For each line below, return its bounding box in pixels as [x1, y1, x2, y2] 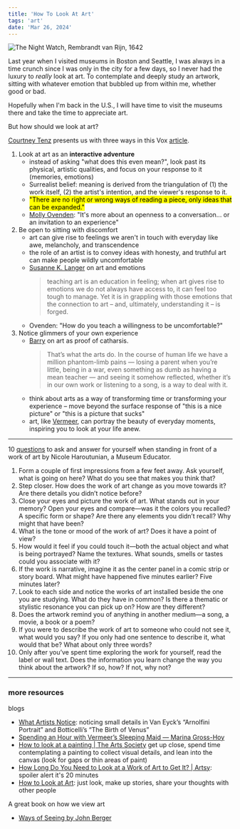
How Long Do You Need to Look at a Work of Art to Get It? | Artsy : [18, 763, 212, 771]
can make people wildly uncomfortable [28, 256, 144, 264]
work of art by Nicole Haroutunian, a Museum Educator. [8, 453, 172, 462]
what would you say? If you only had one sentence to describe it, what [18, 633, 226, 642]
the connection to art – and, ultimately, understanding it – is [46, 300, 221, 308]
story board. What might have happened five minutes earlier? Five [18, 573, 213, 581]
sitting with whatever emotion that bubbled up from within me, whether [8, 80, 216, 88]
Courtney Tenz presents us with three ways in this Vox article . [8, 136, 189, 145]
